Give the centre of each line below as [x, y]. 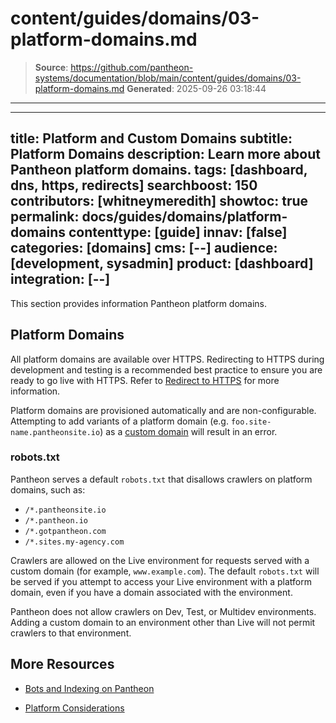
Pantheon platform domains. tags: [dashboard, [159, 170]
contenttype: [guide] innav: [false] [178, 232]
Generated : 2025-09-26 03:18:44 [196, 88]
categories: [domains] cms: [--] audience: [144, 248]
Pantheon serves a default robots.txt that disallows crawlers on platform [161, 479]
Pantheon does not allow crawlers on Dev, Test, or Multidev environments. [163, 611]
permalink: [45, 217]
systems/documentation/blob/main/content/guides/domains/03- [168, 78]
